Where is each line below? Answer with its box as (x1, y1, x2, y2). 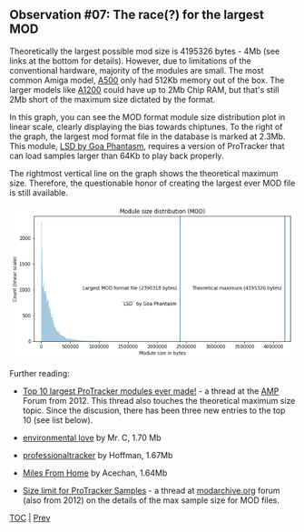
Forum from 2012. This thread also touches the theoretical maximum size (22, 395, 296, 406)
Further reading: (9, 367, 70, 378)
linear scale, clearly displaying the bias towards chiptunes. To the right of (9, 121, 283, 132)
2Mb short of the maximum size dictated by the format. (9, 94, 216, 105)
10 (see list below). (22, 414, 93, 426)
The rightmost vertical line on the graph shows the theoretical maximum (9, 167, 279, 178)
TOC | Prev (9, 512, 51, 523)
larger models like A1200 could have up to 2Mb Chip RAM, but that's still (9, 84, 279, 95)
